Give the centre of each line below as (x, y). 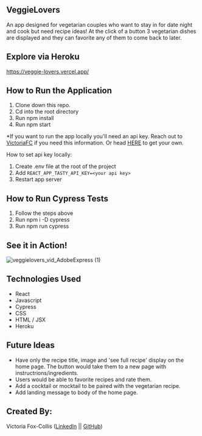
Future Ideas (30, 346)
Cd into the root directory (47, 111)
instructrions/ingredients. (47, 373)
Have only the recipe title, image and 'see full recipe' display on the (99, 360)
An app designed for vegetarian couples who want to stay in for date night (99, 24)
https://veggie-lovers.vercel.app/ (48, 71)
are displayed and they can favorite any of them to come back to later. (94, 37)
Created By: (30, 411)
